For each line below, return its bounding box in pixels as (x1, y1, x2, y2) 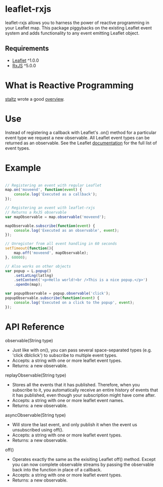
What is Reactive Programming (5, 80, 134, 91)
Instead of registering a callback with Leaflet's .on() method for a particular (5, 129, 157, 135)
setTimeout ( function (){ (5, 246, 54, 251)
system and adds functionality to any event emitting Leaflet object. (5, 30, 140, 36)
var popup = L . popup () (5, 269, 51, 273)
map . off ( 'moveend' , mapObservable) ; (14, 250, 89, 256)
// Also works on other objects (5, 264, 71, 269)
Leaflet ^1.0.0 (12, 57, 39, 63)
